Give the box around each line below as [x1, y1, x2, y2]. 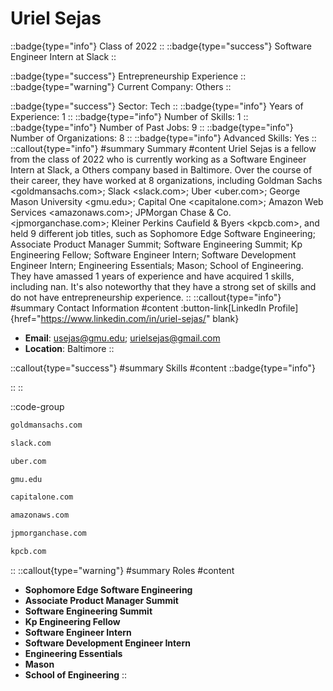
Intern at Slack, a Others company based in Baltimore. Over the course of [10, 163, 313, 176]
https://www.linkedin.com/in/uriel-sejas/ [40, 312, 207, 324]
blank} [212, 312, 240, 324]
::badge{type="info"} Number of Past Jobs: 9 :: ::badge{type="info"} [10, 121, 294, 133]
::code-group [10, 400, 65, 412]
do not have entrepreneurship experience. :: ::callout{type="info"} [10, 291, 282, 303]
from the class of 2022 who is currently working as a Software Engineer [10, 153, 307, 165]
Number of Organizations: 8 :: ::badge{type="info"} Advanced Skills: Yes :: [10, 132, 317, 144]
